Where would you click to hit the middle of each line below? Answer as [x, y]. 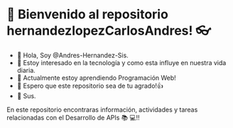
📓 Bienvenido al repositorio [87, 14]
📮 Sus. [26, 95]
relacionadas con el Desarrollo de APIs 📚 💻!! [73, 117]
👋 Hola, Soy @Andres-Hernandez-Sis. [72, 55]
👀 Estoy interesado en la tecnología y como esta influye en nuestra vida [121, 62]
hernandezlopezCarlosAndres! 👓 [109, 31]
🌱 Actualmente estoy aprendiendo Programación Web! [97, 78]
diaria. [26, 70]
